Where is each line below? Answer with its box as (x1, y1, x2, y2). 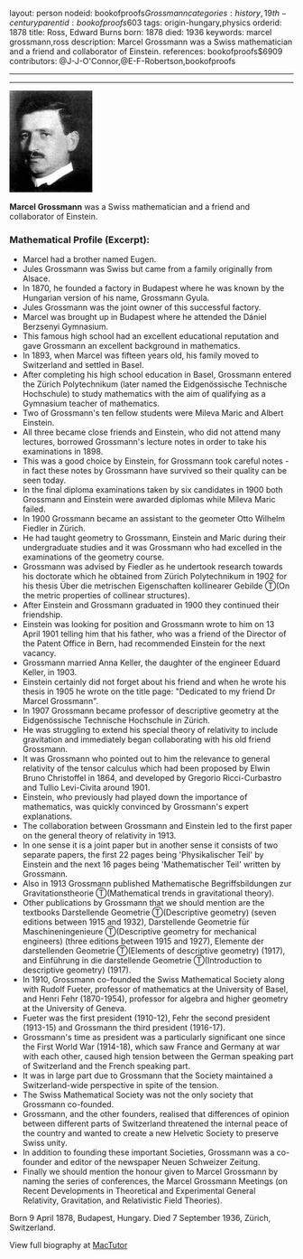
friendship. (22, 609, 63, 620)
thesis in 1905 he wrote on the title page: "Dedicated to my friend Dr (22, 686, 276, 697)
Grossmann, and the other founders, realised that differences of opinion (22, 1109, 290, 1120)
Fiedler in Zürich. (22, 523, 86, 534)
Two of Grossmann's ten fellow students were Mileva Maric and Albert (22, 408, 284, 418)
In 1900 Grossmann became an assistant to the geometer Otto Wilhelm (22, 513, 286, 524)
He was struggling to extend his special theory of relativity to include (22, 725, 279, 736)
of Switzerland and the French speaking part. (22, 1061, 191, 1072)
